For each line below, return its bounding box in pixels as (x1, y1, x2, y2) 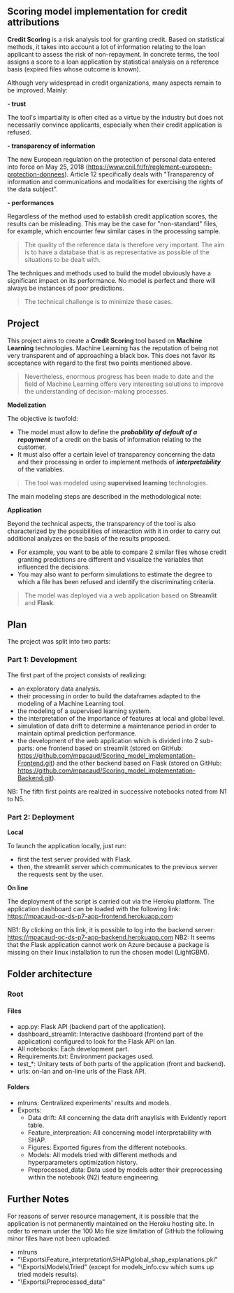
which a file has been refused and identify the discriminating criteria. (17, 577, 216, 586)
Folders (7, 1083, 30, 1091)
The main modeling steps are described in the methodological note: (7, 492, 202, 500)
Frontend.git (17, 759, 53, 767)
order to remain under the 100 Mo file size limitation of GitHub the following (7, 1226, 224, 1235)
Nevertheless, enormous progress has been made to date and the (24, 372, 214, 380)
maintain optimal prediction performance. (17, 728, 137, 738)
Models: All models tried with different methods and (27, 1150, 177, 1159)
